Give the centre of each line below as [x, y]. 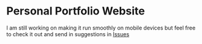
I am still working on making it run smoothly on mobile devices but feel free [101, 28]
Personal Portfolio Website [76, 11]
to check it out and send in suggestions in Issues [68, 34]
